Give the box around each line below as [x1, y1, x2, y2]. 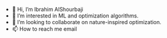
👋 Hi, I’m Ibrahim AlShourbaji [11, 6, 83, 13]
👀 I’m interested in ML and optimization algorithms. [11, 12, 139, 19]
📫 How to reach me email [11, 25, 77, 33]
